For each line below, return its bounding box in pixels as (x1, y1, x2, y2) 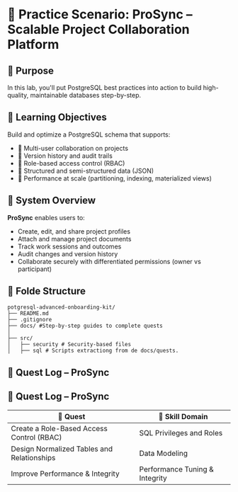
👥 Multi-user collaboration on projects (17, 144, 129, 152)
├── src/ (7, 335, 33, 342)
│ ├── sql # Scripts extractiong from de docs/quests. (7, 347, 179, 355)
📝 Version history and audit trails (17, 151, 113, 160)
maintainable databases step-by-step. (30, 91, 142, 99)
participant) (17, 265, 52, 273)
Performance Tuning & (139, 464, 214, 474)
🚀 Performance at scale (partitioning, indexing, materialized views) (17, 173, 212, 183)
